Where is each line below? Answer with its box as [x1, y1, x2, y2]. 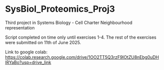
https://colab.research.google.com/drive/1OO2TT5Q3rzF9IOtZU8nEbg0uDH [5, 54, 160, 60]
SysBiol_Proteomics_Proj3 [5, 3, 115, 15]
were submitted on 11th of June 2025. [5, 39, 82, 45]
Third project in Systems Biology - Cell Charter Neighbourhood [5, 20, 133, 25]
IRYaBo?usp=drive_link [5, 59, 52, 65]
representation [5, 24, 35, 30]
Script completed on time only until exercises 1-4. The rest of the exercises [5, 34, 157, 40]
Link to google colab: [5, 49, 48, 55]
